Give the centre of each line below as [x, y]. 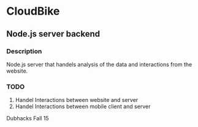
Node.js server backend [53, 34]
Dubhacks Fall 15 [28, 118]
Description [24, 51]
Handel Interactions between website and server [77, 100]
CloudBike [33, 11]
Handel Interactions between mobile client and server [83, 107]
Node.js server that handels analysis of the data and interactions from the [99, 64]
